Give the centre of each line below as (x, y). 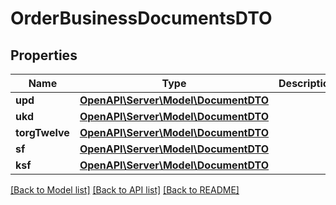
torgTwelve (42, 132)
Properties (44, 55)
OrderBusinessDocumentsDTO (141, 18)
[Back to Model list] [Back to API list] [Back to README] (125, 190)
